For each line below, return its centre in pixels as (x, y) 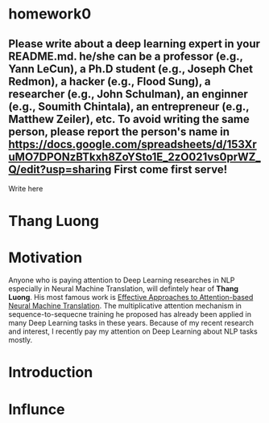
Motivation (46, 258)
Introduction (51, 373)
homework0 (50, 14)
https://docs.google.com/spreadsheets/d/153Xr (132, 144)
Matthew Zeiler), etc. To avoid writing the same (129, 119)
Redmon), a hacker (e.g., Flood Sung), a (110, 81)
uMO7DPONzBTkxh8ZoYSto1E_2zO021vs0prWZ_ (134, 156)
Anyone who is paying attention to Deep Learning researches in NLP (122, 280)
